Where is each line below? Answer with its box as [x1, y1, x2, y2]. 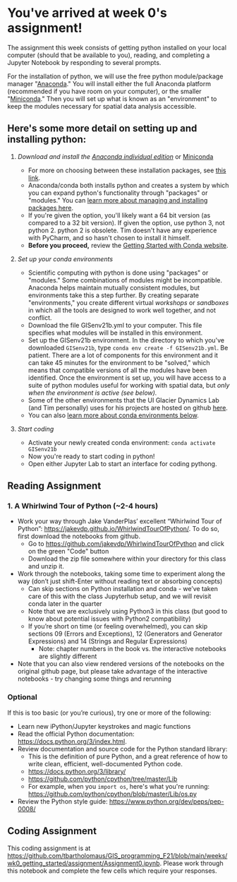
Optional [7, 692, 37, 702]
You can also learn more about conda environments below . [28, 411, 199, 419]
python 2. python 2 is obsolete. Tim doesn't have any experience [28, 226, 217, 234]
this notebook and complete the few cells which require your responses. [7, 866, 217, 875]
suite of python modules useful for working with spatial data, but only [28, 381, 230, 389]
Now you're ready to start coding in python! [28, 452, 155, 460]
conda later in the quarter [28, 600, 102, 608]
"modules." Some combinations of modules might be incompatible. [28, 275, 222, 284]
